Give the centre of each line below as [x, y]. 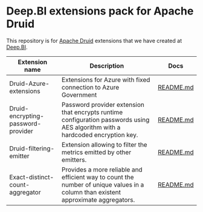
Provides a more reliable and [102, 169]
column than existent [91, 192]
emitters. [74, 159]
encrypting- [27, 116]
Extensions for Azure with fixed [106, 80]
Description [107, 66]
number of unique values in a [103, 184]
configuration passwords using [105, 120]
